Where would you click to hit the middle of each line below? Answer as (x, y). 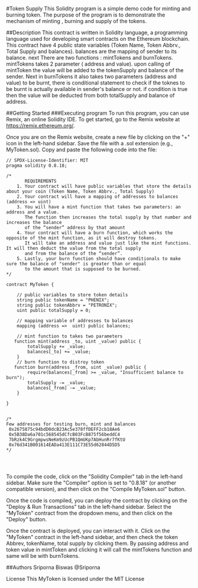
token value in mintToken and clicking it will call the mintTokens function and (99, 550)
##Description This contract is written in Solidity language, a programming (97, 33)
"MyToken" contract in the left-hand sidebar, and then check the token (92, 537)
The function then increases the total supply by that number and (108, 217)
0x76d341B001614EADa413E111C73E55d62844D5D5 (64, 445)
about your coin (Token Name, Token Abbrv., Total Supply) (80, 191)
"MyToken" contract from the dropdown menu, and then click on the (89, 513)
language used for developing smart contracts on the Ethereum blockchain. (98, 39)
